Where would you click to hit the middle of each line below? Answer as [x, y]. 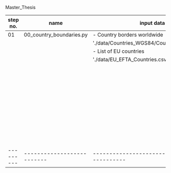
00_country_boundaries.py [56, 35]
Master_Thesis [21, 7]
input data [152, 23]
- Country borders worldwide [128, 35]
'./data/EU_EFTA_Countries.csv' [130, 59]
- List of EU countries [118, 51]
